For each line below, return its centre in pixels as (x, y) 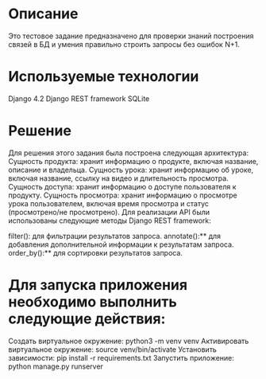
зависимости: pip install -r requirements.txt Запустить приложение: (121, 358)
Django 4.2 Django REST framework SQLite (79, 98)
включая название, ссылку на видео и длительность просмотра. (118, 178)
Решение (40, 131)
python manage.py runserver (56, 366)
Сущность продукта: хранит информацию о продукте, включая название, (133, 161)
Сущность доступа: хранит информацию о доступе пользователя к (122, 186)
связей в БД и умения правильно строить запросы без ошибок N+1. (124, 44)
